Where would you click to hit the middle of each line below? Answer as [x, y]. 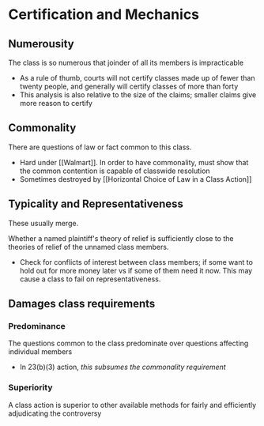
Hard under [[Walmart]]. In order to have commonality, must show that [134, 162]
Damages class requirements [82, 304]
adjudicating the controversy [55, 413]
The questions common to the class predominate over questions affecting [128, 343]
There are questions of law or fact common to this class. [100, 147]
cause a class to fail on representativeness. [90, 279]
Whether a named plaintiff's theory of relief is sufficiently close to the [121, 238]
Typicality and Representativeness [96, 204]
